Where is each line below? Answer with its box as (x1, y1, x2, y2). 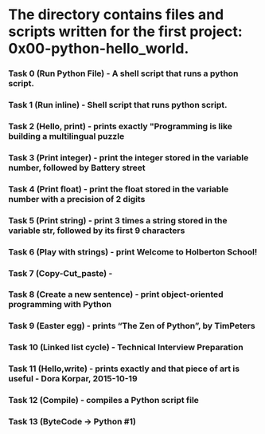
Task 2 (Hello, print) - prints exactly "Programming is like (8, 120, 233, 132)
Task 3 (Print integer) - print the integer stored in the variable (8, 152, 249, 163)
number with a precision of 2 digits (8, 193, 146, 204)
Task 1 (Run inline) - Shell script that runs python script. (8, 100, 228, 111)
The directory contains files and (8, 6, 224, 24)
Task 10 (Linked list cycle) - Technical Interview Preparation (8, 341, 244, 353)
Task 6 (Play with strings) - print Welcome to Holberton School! (8, 246, 258, 257)
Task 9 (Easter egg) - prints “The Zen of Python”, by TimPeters (8, 321, 256, 332)
